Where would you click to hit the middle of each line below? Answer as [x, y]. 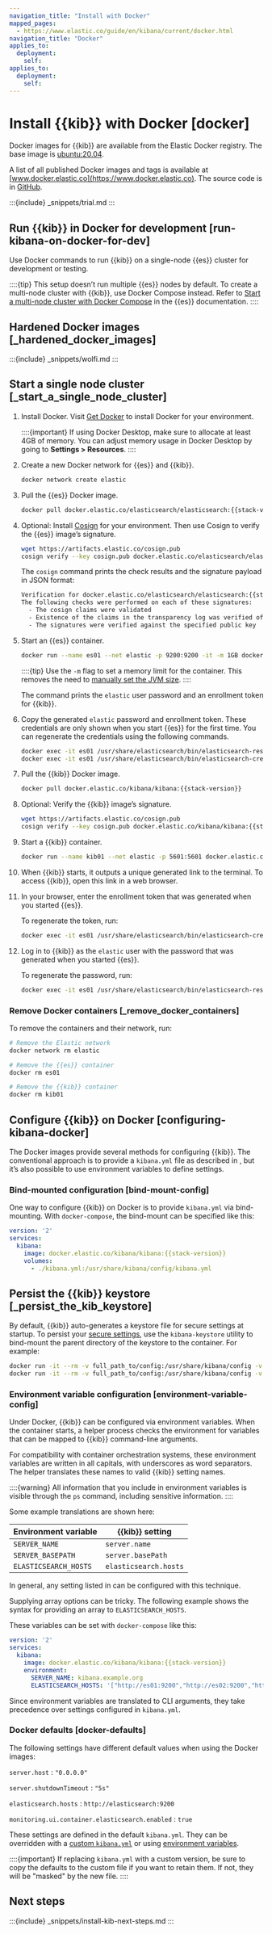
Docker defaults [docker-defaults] [77, 1731]
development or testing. [49, 269]
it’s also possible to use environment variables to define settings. [117, 1168]
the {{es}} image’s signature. [68, 534]
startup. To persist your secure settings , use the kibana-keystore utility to [131, 1334]
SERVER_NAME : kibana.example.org [87, 1678]
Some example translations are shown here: [82, 1512]
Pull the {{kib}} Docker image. [70, 774]
